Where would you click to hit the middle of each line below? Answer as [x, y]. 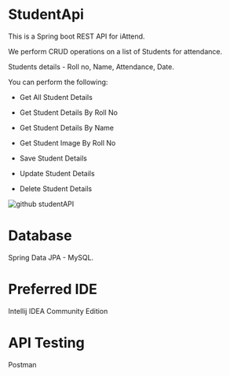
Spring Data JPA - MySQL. [51, 257]
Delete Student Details [56, 188]
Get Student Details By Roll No [68, 112]
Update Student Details [57, 173]
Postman [22, 364]
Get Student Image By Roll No [68, 142]
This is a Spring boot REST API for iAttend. [77, 36]
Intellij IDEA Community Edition [58, 311]
